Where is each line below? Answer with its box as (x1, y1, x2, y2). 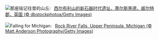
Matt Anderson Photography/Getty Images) (5, 28, 93, 34)
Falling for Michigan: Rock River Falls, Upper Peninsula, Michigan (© (10, 23, 152, 29)
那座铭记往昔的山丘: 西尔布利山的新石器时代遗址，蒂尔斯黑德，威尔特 (10, 5, 154, 11)
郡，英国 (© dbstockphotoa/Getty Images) (5, 11, 92, 17)
